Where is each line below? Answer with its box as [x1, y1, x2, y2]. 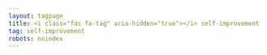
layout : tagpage [8, 11, 63, 20]
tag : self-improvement [8, 27, 85, 35]
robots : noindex [8, 34, 63, 43]
